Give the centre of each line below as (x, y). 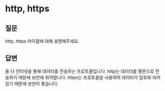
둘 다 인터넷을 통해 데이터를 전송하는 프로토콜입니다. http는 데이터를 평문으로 (80, 71)
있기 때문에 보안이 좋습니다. (32, 84)
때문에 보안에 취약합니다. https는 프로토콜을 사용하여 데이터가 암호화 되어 (89, 77)
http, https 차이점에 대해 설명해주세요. (42, 41)
